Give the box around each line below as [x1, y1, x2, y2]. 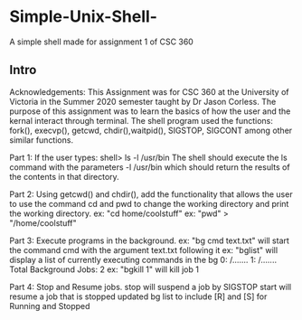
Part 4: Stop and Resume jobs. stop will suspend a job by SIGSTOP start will [9, 281, 292, 292]
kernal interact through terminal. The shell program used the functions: [9, 115, 273, 126]
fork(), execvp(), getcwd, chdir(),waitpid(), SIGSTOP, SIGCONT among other [9, 125, 293, 136]
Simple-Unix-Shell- [9, 6, 158, 27]
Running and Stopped [9, 300, 90, 311]
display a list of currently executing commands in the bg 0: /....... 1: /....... [9, 254, 278, 265]
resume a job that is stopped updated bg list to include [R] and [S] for [9, 291, 268, 302]
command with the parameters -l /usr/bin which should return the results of [9, 161, 291, 173]
